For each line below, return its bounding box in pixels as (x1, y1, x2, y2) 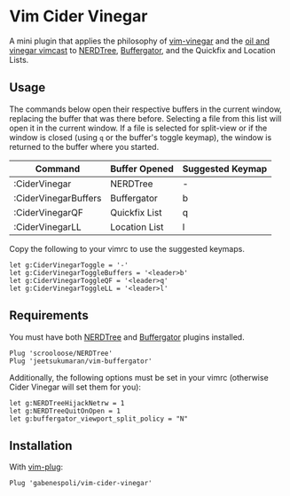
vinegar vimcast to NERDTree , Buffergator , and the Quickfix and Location (9, 44, 276, 55)
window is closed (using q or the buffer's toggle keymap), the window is (9, 131, 272, 143)
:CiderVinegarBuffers (13, 192, 102, 204)
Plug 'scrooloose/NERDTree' (9, 349, 114, 358)
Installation (9, 437, 73, 453)
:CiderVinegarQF (13, 206, 84, 218)
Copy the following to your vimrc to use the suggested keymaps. (9, 243, 246, 254)
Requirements (9, 308, 89, 323)
